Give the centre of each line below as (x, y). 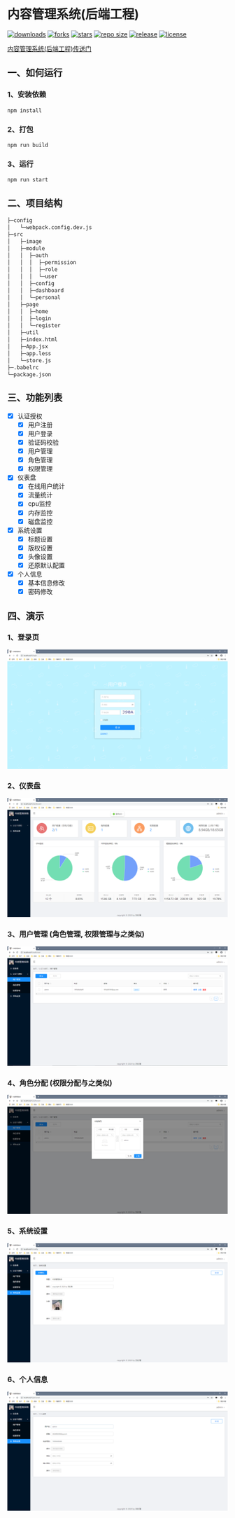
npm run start (28, 180)
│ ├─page (23, 305)
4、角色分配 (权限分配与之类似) (60, 1083)
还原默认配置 (46, 565)
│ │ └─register (34, 326)
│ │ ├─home (28, 312)
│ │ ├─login (29, 319)
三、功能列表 (35, 398)
